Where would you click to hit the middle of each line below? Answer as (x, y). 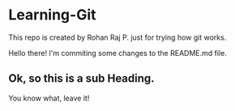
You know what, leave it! (49, 98)
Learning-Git (52, 15)
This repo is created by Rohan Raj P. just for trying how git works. (117, 37)
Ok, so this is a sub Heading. (82, 79)
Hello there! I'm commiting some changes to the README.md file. (117, 53)
